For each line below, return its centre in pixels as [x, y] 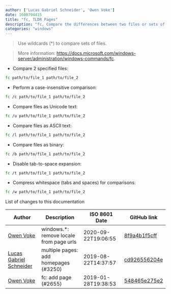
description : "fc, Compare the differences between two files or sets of [85, 24]
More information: [37, 53]
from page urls [59, 242]
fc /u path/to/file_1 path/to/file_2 [45, 116]
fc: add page [56, 278]
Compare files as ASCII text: [42, 126]
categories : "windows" [29, 29]
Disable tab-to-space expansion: [47, 164]
